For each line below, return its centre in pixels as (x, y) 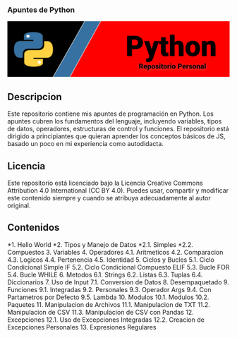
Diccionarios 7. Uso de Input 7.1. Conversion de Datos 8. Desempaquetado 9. (118, 282)
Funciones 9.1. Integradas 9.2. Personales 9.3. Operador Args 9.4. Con (109, 289)
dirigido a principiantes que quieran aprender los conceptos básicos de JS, (116, 136)
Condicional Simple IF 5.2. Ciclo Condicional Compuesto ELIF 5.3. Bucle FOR (119, 267)
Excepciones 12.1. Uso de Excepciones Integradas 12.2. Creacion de (106, 320)
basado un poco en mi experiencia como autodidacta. (86, 144)
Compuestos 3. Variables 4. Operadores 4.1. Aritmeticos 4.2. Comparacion (115, 252)
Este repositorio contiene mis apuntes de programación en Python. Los (110, 114)
